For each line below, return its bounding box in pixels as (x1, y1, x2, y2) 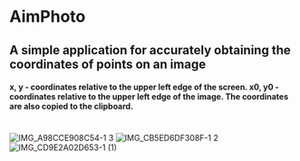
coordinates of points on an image (9, 56, 207, 71)
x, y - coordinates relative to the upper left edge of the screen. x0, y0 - (9, 81, 279, 92)
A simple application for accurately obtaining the (9, 43, 292, 58)
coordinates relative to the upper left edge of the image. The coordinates (9, 91, 289, 102)
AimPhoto (9, 6, 86, 27)
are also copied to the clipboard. (9, 101, 134, 112)
